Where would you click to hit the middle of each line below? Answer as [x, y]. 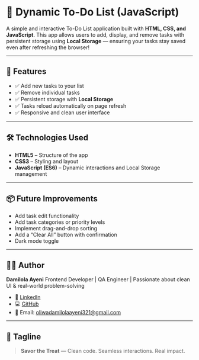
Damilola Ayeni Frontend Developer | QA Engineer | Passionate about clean [98, 279]
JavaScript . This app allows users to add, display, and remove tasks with [95, 34]
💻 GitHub [27, 304]
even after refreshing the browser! [48, 47]
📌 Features [26, 71]
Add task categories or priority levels [60, 222]
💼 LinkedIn [28, 297]
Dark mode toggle [37, 241]
